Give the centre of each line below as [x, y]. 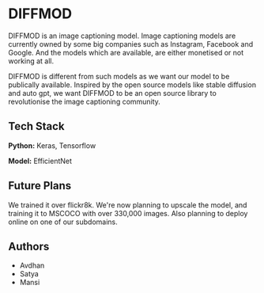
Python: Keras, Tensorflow [52, 145]
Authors [29, 246]
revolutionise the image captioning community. [84, 101]
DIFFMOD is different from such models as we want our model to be [119, 76]
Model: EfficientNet [40, 161]
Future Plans [40, 186]
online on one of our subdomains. [63, 222]
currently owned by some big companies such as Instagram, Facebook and [131, 44]
